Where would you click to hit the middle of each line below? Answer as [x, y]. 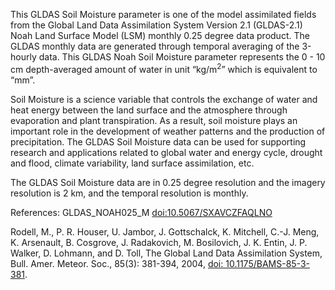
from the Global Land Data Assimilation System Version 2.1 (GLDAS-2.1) [156, 25]
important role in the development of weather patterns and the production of [168, 131]
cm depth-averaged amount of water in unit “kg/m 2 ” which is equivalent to [164, 68]
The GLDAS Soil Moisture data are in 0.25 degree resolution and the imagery [168, 182]
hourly [23, 57]
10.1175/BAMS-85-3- [267, 263]
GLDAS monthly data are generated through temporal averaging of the [155, 46]
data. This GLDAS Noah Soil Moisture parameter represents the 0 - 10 [182, 57]
